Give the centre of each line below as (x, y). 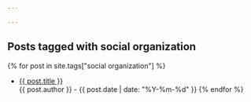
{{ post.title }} (41, 81)
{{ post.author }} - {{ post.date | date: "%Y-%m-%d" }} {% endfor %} (131, 89)
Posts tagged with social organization (102, 47)
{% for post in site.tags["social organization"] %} (87, 66)
